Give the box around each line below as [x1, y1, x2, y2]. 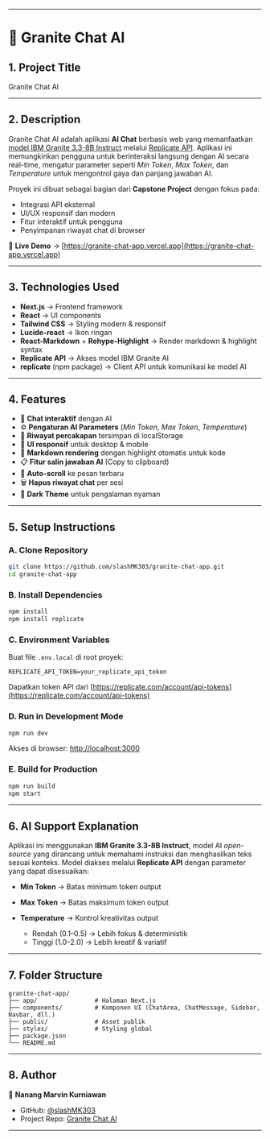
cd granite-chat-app [8, 570, 78, 578]
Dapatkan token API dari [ [8, 682, 94, 692]
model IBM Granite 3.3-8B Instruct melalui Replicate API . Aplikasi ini [8, 143, 233, 152]
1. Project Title [8, 60, 81, 74]
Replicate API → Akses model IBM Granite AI [19, 353, 170, 362]
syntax [19, 344, 43, 354]
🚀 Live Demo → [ [8, 241, 64, 251]
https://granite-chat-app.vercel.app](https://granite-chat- [63, 241, 255, 251]
